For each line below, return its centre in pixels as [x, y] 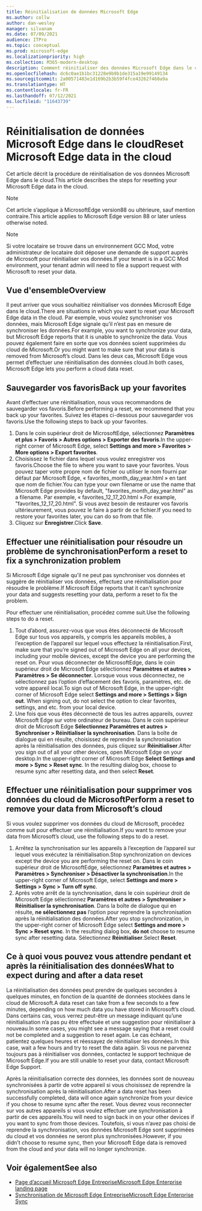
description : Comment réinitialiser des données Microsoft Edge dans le [99, 68]
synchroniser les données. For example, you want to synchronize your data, [99, 330]
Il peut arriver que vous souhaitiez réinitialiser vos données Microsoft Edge [99, 305]
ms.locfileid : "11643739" [38, 101]
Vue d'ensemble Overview [56, 290]
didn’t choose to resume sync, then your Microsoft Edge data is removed [96, 1142]
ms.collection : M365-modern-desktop [52, 62]
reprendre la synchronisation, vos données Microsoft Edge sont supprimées [100, 1130]
